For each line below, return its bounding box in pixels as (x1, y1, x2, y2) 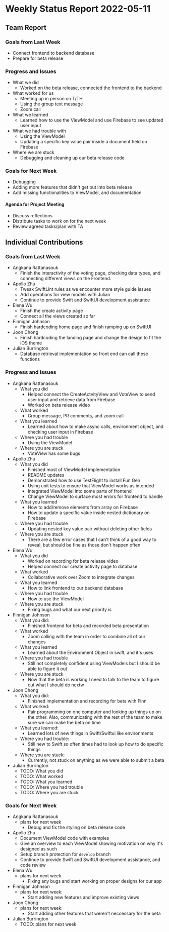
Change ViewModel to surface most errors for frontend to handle (27, 493, 163, 499)
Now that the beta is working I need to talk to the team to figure (27, 676, 159, 682)
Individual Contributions (5, 238, 83, 247)
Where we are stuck (12, 149, 54, 156)
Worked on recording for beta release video (27, 558, 119, 564)
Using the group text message (20, 101, 83, 107)
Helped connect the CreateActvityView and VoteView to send (27, 391, 155, 397)
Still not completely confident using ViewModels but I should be (27, 660, 160, 666)
